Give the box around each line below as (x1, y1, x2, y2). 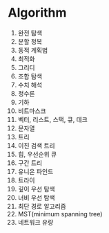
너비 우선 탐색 (17, 193, 55, 202)
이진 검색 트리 (17, 141, 55, 150)
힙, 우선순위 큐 (17, 150, 57, 158)
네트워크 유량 (17, 218, 54, 226)
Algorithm (8, 5, 67, 21)
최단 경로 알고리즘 (17, 202, 66, 210)
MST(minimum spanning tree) (17, 209, 103, 218)
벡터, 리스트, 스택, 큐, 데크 (17, 115, 88, 123)
